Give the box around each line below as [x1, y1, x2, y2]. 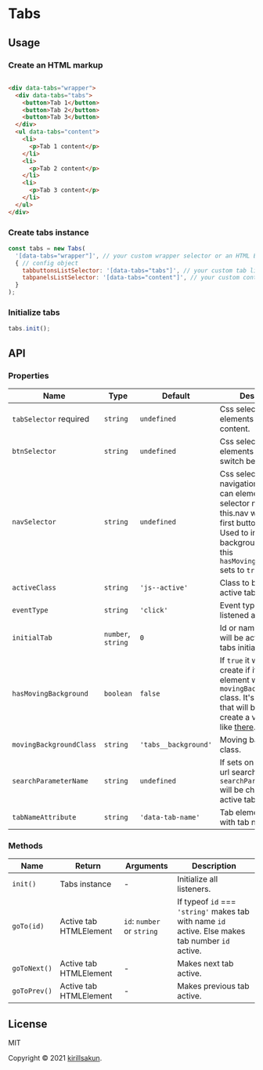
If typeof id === [177, 897, 236, 907]
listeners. [177, 884, 211, 895]
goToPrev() [12, 987, 52, 995]
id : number [124, 916, 160, 927]
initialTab [12, 633, 52, 642]
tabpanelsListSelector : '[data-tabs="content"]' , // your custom [22, 274, 240, 282]
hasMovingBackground [12, 688, 88, 698]
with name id [177, 916, 225, 927]
